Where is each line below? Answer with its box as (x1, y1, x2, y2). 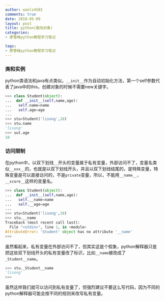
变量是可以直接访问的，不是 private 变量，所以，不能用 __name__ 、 (9, 172, 141, 178)
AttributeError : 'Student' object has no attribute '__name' (5, 229, 133, 234)
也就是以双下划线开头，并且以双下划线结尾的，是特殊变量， (33, 166, 154, 172)
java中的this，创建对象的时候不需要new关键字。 (13, 83, 111, 89)
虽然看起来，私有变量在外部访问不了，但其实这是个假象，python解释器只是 (5, 243, 157, 249)
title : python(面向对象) (5, 26, 53, 31)
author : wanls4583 (5, 7, 43, 12)
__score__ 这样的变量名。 (5, 178, 55, 184)
